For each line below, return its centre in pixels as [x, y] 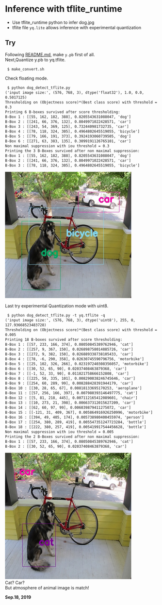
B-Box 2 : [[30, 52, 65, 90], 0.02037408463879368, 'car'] [66, 446]
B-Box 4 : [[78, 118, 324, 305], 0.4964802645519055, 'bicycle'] [72, 131]
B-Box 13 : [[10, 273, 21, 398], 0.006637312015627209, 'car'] [70, 403]
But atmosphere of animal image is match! [47, 588]
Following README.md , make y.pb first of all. [50, 54]
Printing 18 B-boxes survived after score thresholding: [64, 339]
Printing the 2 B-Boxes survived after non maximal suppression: [72, 437]
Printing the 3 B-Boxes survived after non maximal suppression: [72, 151]
